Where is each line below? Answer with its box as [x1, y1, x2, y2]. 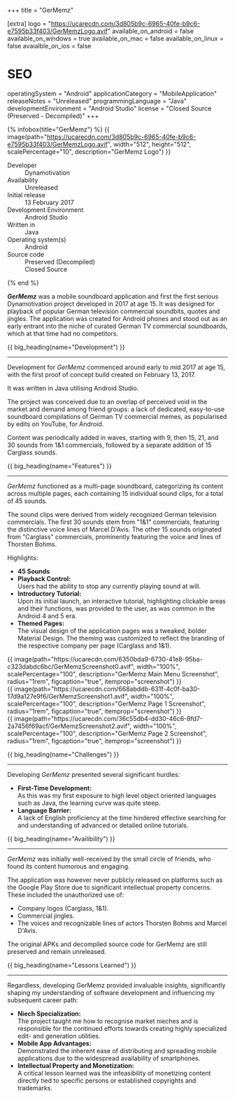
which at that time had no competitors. [7, 329, 119, 338]
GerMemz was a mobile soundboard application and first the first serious [7, 292, 219, 300]
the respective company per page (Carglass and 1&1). [17, 641, 172, 650]
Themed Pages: [17, 619, 65, 627]
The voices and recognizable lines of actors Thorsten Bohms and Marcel [17, 919, 227, 927]
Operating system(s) [7, 235, 66, 243]
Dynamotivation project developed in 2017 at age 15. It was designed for [7, 299, 215, 308]
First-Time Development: [17, 783, 92, 792]
